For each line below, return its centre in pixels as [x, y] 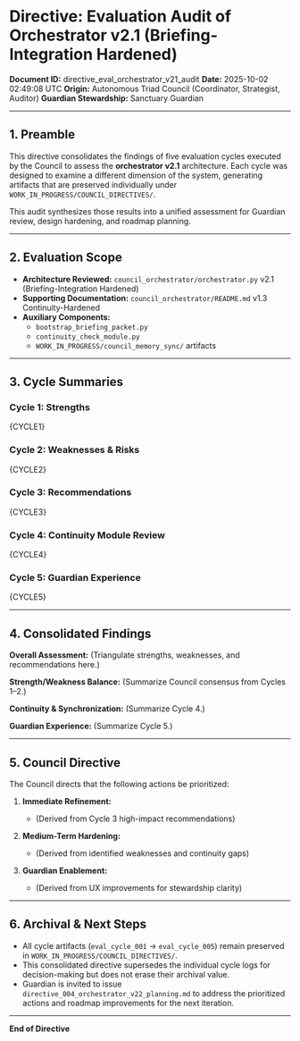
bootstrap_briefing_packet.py [92, 327]
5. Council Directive [65, 763]
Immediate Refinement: [67, 802]
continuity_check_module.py [87, 337]
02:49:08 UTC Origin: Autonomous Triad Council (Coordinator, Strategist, [145, 88]
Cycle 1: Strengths [50, 407]
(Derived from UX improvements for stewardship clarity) [139, 888]
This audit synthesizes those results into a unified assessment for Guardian [147, 211]
